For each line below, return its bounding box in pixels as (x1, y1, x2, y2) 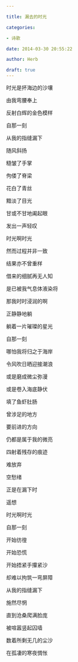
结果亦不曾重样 (6, 260, 43, 267)
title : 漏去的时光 (6, 14, 47, 20)
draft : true (6, 67, 35, 73)
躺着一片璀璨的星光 (6, 323, 53, 330)
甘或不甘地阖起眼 (6, 210, 48, 216)
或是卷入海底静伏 (6, 385, 48, 392)
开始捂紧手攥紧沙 (6, 562, 48, 568)
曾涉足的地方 (6, 411, 37, 417)
